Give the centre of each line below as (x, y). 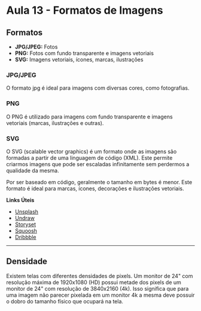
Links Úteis (20, 200)
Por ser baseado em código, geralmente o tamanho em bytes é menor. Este (99, 182)
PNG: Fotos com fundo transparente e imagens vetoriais (84, 53)
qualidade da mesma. (33, 170)
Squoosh (26, 230)
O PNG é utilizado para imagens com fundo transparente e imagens (89, 117)
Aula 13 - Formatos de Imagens (85, 10)
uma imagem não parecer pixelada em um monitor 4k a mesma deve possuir (100, 295)
